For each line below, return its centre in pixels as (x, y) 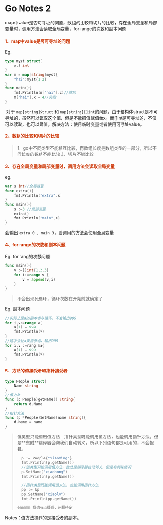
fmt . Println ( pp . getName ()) (49, 499)
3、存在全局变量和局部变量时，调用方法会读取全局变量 (60, 166)
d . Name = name (28, 422)
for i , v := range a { (24, 323)
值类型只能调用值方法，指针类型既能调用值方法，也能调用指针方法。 (85, 437)
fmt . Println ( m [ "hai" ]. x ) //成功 (45, 93)
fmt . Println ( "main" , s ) (37, 218)
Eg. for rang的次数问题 (28, 257)
